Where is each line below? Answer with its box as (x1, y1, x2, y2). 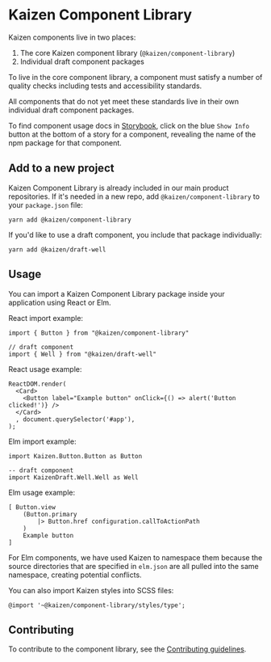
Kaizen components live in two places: (8, 32, 136, 42)
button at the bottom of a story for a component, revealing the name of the (8, 129, 256, 139)
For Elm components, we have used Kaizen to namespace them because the (8, 552, 263, 563)
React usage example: (8, 364, 82, 373)
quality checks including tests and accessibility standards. (8, 81, 202, 91)
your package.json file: (8, 200, 83, 209)
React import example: (8, 313, 83, 323)
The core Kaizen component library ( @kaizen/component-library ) (19, 48, 236, 57)
